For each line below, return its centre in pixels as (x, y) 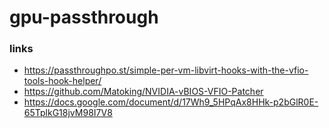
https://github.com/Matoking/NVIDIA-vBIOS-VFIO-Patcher (143, 92)
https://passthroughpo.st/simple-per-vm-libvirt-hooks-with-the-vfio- (166, 70)
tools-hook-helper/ (62, 81)
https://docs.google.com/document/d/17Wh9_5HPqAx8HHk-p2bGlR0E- (171, 102)
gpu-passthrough (84, 17)
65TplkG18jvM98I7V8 (68, 113)
